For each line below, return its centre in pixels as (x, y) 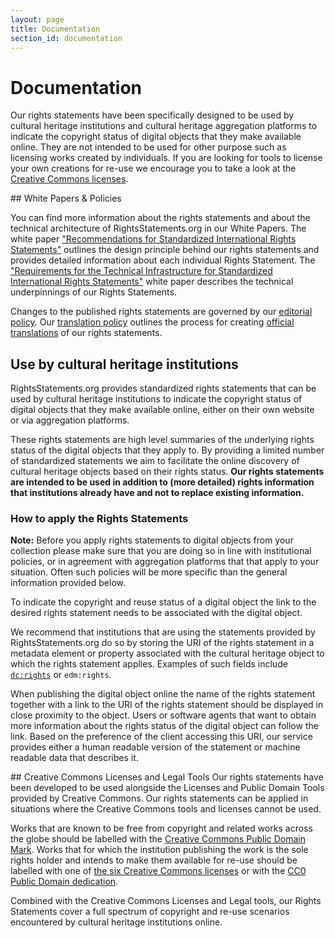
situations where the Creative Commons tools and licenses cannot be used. (166, 809)
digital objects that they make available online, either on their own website (162, 410)
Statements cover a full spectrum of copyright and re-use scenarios (150, 912)
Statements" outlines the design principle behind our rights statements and (165, 250)
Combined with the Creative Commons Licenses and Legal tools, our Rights (166, 901)
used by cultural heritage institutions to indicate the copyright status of (156, 399)
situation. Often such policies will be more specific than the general (149, 572)
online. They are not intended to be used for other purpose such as (148, 147)
